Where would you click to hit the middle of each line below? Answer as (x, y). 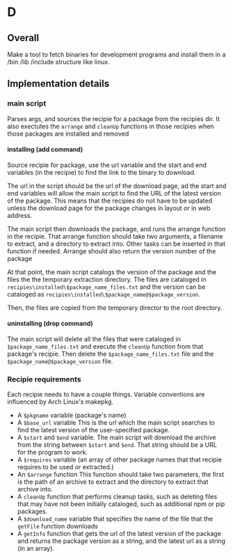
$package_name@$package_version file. (60, 361)
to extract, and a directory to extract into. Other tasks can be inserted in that (116, 244)
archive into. (35, 489)
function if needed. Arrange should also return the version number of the (112, 251)
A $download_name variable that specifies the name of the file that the (115, 519)
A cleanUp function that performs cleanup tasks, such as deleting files (117, 497)
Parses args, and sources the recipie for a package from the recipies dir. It (114, 118)
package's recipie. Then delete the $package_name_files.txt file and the (111, 354)
